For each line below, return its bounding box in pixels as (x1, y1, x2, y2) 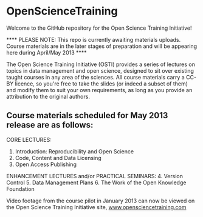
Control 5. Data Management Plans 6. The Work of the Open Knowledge (6, 179, 187, 186)
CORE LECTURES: (6, 136, 52, 143)
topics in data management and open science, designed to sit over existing (6, 67, 194, 74)
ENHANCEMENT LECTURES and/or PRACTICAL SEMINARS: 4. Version (6, 172, 184, 179)
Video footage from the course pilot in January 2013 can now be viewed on (6, 197, 195, 204)
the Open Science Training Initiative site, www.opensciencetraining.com (6, 203, 187, 210)
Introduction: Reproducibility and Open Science (15, 147, 134, 155)
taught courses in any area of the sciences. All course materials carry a (6, 73, 185, 81)
